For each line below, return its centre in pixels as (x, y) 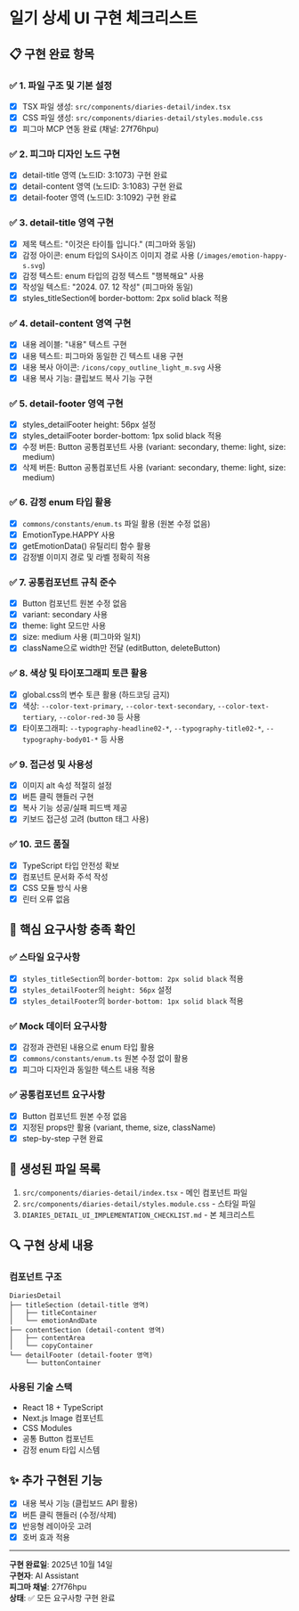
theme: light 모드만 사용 (64, 626)
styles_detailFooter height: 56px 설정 (89, 425)
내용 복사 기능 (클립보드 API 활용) (80, 1503)
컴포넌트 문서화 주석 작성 (65, 876)
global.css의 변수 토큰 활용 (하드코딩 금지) (96, 694)
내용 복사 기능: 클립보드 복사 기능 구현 (87, 378)
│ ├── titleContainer (53, 1313)
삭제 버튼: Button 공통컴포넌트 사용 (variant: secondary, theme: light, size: (154, 468)
